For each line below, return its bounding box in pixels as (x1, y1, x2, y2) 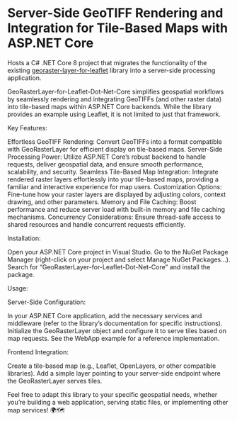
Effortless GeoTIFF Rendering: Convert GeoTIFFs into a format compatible (7, 137, 223, 146)
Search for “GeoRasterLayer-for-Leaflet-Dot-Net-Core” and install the (7, 262, 211, 271)
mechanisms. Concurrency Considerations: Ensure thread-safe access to (7, 213, 221, 221)
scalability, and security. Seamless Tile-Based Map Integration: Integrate (7, 167, 219, 176)
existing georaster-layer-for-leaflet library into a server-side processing (7, 66, 216, 74)
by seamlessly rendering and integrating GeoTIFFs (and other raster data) (7, 94, 222, 103)
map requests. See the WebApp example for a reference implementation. (7, 334, 220, 342)
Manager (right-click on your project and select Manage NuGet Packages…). (7, 255, 231, 264)
